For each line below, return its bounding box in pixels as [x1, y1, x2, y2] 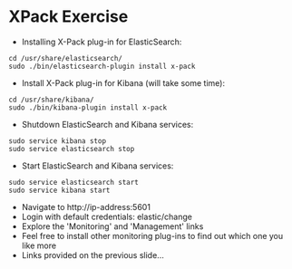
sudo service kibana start [8, 186, 111, 195]
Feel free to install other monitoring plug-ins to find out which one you [21, 230, 284, 241]
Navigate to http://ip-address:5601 [21, 201, 151, 212]
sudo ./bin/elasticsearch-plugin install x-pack [8, 62, 196, 71]
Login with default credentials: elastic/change [21, 211, 192, 222]
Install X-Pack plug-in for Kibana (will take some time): [21, 77, 226, 88]
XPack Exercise [8, 6, 129, 27]
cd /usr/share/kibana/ [8, 95, 94, 104]
